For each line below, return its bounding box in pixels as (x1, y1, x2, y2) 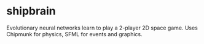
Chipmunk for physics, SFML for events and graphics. (6, 30, 143, 37)
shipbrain (6, 4, 57, 18)
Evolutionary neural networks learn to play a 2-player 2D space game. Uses (6, 24, 198, 31)
